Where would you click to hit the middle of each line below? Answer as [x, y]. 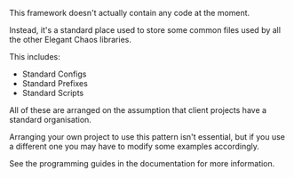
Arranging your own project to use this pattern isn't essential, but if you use [147, 137]
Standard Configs [54, 74]
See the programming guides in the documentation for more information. [142, 163]
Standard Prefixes [55, 83]
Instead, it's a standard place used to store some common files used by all [145, 30]
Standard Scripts [53, 93]
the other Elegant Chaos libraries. [70, 40]
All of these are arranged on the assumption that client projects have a [138, 110]
